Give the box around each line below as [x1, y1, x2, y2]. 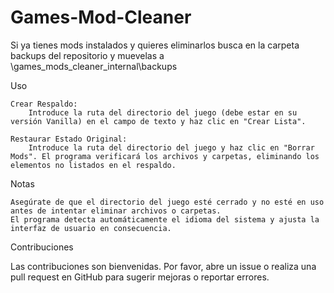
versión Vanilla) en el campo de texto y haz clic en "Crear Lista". [10, 116, 307, 126]
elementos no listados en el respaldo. [10, 160, 177, 170]
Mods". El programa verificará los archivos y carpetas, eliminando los [10, 151, 320, 161]
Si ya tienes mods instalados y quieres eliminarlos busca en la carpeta [10, 39, 300, 51]
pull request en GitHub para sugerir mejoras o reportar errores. [10, 271, 270, 283]
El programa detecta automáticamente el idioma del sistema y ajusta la [10, 214, 320, 225]
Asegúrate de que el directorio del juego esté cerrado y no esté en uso [10, 197, 325, 207]
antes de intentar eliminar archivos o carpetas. [10, 206, 222, 216]
